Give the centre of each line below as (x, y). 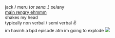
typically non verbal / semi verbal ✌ (41, 23)
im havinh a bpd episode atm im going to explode (55, 30)
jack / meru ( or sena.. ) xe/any (35, 7)
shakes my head (21, 17)
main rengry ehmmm (26, 12)
